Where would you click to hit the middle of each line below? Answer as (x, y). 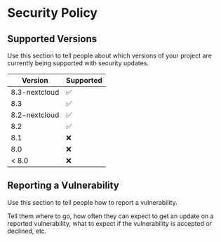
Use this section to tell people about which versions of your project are (109, 55)
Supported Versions (52, 39)
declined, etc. (27, 231)
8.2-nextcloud (35, 115)
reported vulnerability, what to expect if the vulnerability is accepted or (110, 223)
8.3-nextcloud (35, 92)
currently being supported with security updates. (78, 63)
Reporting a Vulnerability (63, 186)
